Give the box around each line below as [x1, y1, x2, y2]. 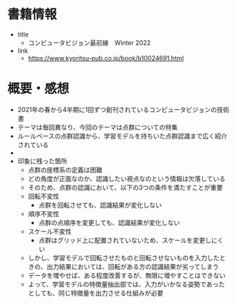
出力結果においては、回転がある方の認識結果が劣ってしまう [46, 262, 220, 271]
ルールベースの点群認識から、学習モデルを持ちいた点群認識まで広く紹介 [17, 132, 228, 140]
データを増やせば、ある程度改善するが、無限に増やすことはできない [27, 271, 226, 279]
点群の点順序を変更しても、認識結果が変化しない [38, 218, 180, 227]
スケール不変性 [27, 227, 72, 236]
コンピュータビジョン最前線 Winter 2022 [27, 38, 151, 46]
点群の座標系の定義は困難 [27, 165, 103, 174]
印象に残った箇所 [17, 156, 68, 165]
